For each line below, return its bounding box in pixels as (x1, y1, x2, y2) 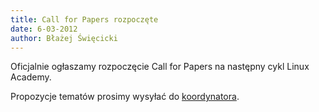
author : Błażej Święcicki (10, 33, 118, 43)
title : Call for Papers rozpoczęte (10, 14, 159, 25)
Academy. (10, 71, 52, 83)
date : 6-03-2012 (10, 24, 78, 34)
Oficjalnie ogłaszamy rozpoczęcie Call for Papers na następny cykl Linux (10, 61, 310, 73)
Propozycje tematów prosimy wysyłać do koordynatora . (10, 91, 240, 103)
